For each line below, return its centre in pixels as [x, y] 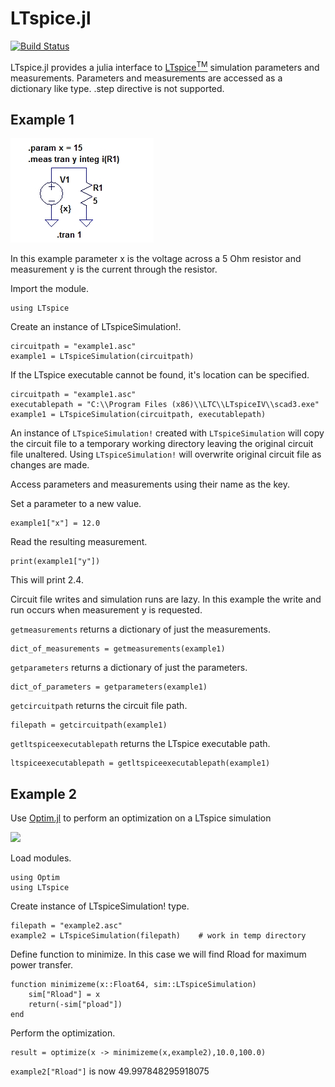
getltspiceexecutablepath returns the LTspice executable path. [140, 744]
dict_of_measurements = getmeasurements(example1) [118, 649]
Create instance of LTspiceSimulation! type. [100, 906]
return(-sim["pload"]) [75, 1005]
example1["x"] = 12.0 [55, 523]
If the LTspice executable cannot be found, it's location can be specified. [160, 375]
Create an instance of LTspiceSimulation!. [96, 327]
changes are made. [50, 465]
